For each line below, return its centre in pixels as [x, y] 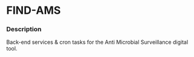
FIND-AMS [34, 10]
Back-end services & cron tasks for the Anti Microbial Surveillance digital [97, 42]
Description [24, 29]
